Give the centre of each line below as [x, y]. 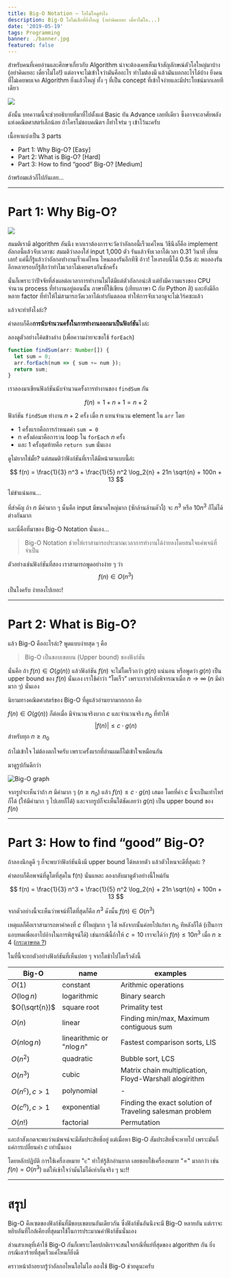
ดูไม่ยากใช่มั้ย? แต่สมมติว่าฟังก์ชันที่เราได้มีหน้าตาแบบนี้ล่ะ [71, 458]
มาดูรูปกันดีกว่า [25, 765]
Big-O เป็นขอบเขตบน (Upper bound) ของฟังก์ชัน [85, 657]
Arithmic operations [152, 985]
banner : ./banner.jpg [39, 39]
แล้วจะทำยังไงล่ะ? [27, 310]
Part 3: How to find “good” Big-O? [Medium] [80, 164]
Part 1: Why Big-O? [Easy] [54, 149]
